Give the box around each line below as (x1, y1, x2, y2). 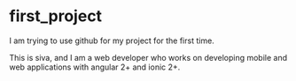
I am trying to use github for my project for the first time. (9, 35, 214, 46)
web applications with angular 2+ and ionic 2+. (9, 62, 181, 72)
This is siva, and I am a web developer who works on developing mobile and (9, 52, 288, 63)
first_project (9, 6, 103, 26)
